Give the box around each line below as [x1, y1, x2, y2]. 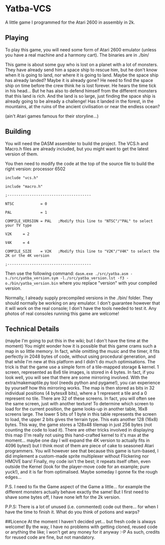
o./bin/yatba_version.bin [5, 281, 58, 286]
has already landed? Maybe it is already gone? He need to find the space [5, 77, 154, 83]
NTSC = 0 [5, 201, 48, 206]
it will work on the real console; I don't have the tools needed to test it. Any [5, 305, 157, 311]
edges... [5, 474, 22, 480]
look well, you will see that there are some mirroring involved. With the [5, 375, 148, 381]
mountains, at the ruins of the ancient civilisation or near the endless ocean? [5, 103, 160, 109]
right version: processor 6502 [5, 166, 66, 172]
